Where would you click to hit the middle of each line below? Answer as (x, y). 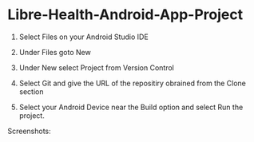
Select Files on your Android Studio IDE (83, 37)
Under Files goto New (55, 52)
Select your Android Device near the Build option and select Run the (131, 107)
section (31, 91)
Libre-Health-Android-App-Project (125, 15)
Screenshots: (29, 131)
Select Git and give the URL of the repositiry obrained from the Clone (133, 83)
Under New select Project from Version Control (97, 67)
